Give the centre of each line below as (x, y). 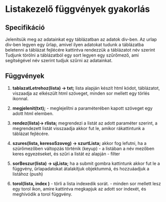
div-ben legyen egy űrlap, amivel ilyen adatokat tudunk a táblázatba (75, 45)
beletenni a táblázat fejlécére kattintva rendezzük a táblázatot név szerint (80, 50)
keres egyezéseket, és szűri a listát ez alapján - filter (66, 154)
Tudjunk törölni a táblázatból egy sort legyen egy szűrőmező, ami (72, 55)
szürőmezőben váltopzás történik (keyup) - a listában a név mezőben (83, 148)
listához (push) (28, 174)
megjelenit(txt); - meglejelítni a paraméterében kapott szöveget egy (83, 108)
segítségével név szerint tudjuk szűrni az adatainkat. (59, 60)
